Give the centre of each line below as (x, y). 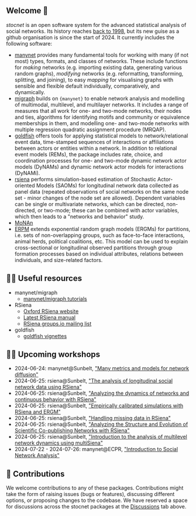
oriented (25, 185)
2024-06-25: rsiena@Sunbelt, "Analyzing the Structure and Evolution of (101, 424)
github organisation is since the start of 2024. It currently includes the (90, 37)
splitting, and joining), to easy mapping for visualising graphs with (94, 80)
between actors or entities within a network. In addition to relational (96, 148)
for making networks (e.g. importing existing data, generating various (98, 67)
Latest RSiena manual (49, 317)
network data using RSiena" (48, 387)
